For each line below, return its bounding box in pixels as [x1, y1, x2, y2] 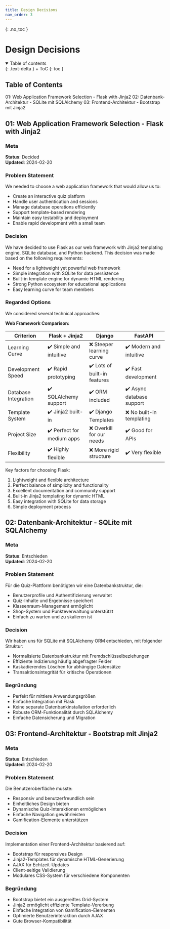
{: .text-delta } [5, 66, 34, 72]
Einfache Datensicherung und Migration [12, 714, 96, 721]
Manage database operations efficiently [12, 204, 96, 210]
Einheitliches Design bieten [12, 800, 69, 807]
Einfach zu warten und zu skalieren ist [12, 613, 93, 620]
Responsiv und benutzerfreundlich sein [12, 795, 95, 801]
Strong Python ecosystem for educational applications [12, 281, 126, 287]
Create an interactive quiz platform [12, 193, 85, 199]
